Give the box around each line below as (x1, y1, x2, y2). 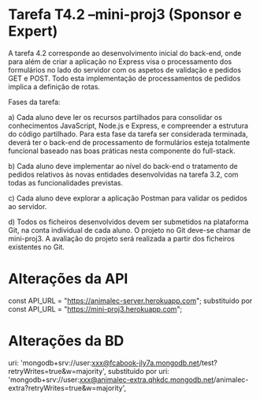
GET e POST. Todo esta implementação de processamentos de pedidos (8, 73, 241, 83)
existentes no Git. (8, 242, 65, 252)
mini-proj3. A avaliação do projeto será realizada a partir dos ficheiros (8, 234, 235, 243)
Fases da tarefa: (8, 97, 61, 107)
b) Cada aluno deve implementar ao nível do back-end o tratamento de (8, 161, 239, 170)
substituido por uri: (107, 366, 169, 376)
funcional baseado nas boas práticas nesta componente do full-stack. (8, 146, 236, 155)
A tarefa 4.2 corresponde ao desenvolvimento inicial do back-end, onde (8, 48, 242, 58)
